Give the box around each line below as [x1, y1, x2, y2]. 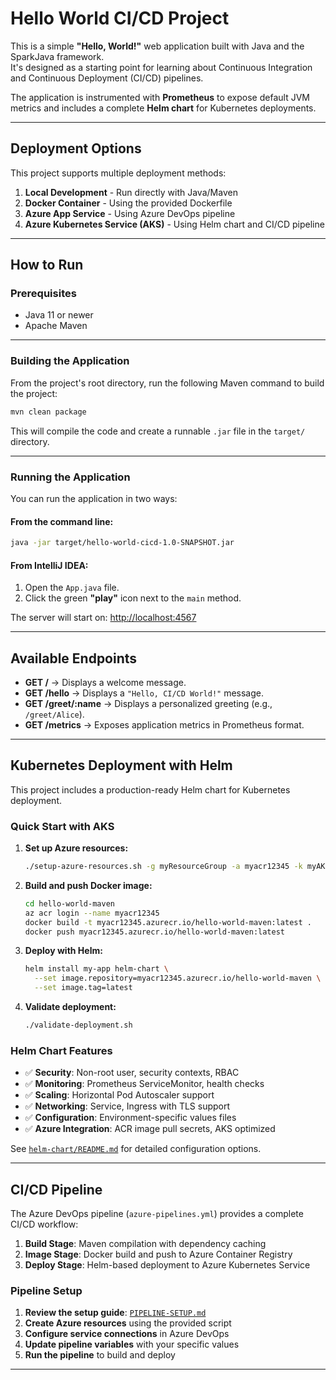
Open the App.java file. [24, 582, 120, 594]
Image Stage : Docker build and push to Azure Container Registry [24, 1248, 293, 1261]
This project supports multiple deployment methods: [10, 167, 227, 179]
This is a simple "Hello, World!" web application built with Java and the [10, 40, 305, 52]
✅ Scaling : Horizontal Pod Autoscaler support [24, 1089, 215, 1101]
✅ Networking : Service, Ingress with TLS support [24, 1100, 231, 1112]
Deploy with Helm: [24, 945, 103, 957]
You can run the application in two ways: [10, 492, 178, 504]
